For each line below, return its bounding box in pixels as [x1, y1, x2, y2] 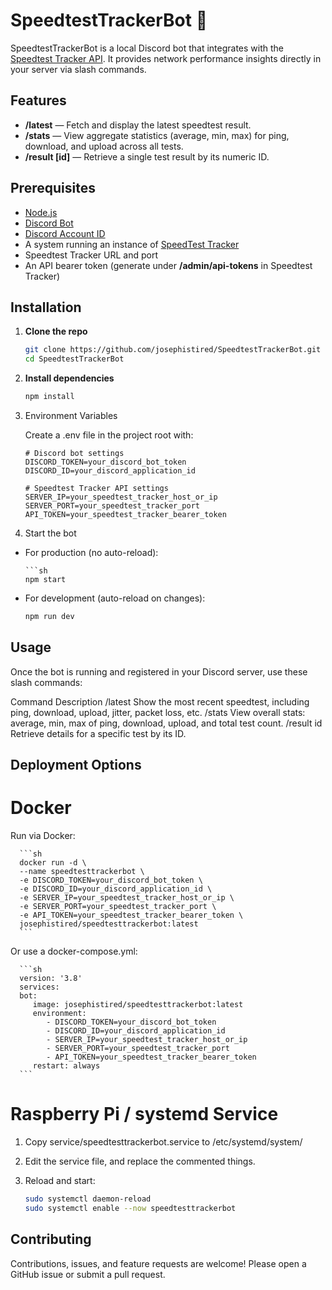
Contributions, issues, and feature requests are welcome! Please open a [10, 1257, 307, 1269]
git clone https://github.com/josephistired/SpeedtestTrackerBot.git [24, 345, 322, 355]
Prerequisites [10, 180, 96, 197]
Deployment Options [10, 757, 142, 774]
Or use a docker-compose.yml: [10, 945, 138, 958]
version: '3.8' [19, 974, 83, 984]
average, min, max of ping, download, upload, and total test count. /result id [10, 717, 323, 729]
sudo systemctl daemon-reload [24, 1194, 152, 1204]
